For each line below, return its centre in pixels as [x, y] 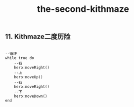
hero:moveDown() [31, 96]
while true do [20, 58]
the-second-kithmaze [83, 9]
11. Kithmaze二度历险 [38, 37]
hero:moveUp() [28, 77]
